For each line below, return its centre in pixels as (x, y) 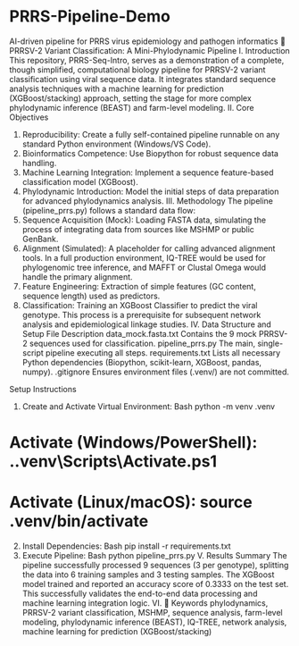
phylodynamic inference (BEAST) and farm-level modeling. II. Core (132, 107)
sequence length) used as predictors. (91, 296)
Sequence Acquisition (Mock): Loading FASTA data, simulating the (144, 220)
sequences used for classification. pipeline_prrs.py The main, (143, 343)
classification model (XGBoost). (80, 181)
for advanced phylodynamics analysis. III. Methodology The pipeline (148, 201)
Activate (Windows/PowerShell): (133, 443)
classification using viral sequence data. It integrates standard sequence (143, 79)
